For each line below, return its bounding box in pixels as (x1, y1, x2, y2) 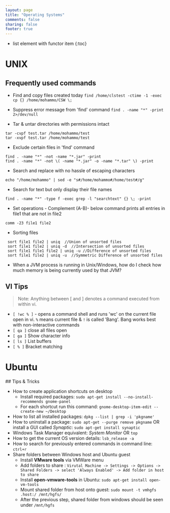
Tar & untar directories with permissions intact (12, 121, 109, 127)
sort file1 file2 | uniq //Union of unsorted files (7, 240, 122, 245)
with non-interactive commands (12, 321, 80, 328)
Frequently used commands (5, 79, 97, 87)
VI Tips (5, 282, 29, 291)
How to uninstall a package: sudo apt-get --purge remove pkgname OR (12, 418, 160, 425)
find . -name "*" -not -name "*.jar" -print (5, 154, 101, 159)
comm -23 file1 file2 (5, 221, 51, 226)
